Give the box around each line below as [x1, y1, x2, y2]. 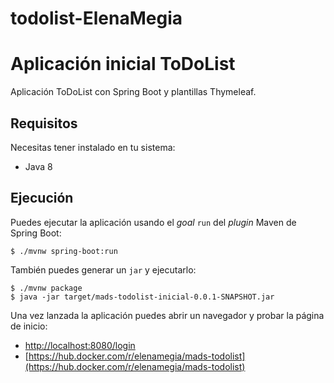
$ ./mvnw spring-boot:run [10, 246, 118, 256]
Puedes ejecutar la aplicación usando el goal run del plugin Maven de [10, 216, 297, 228]
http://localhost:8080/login [24, 339, 136, 351]
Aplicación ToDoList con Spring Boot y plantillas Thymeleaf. [10, 86, 257, 98]
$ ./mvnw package [10, 283, 83, 293]
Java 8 [24, 160, 53, 172]
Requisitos [10, 115, 78, 132]
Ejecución [10, 190, 74, 207]
